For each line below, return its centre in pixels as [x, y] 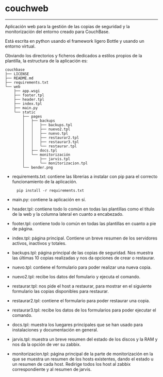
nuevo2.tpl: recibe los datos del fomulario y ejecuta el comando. [76, 276]
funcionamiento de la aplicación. [45, 181]
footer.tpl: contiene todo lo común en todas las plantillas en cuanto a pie [84, 223]
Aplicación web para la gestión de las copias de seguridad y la [67, 26]
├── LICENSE [17, 74]
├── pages [32, 116]
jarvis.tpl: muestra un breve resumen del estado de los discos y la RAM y [85, 339]
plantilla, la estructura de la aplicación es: [47, 61]
